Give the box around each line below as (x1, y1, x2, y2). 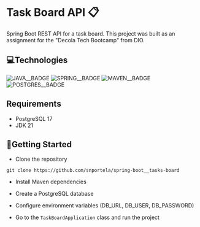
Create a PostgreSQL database (15, 190, 94, 198)
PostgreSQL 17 (15, 115, 53, 122)
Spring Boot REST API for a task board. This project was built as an (6, 29, 175, 37)
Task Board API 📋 (6, 6, 99, 20)
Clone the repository (15, 155, 67, 163)
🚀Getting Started (6, 139, 72, 150)
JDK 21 (15, 121, 34, 129)
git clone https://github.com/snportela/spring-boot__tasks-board (6, 167, 180, 174)
